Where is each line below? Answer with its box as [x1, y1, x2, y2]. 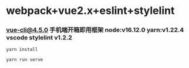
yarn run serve [6, 57, 43, 63]
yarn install [6, 46, 38, 53]
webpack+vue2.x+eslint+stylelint [6, 4, 175, 17]
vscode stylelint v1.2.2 [6, 34, 72, 42]
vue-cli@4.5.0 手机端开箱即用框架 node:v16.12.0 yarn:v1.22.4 [6, 26, 184, 34]
